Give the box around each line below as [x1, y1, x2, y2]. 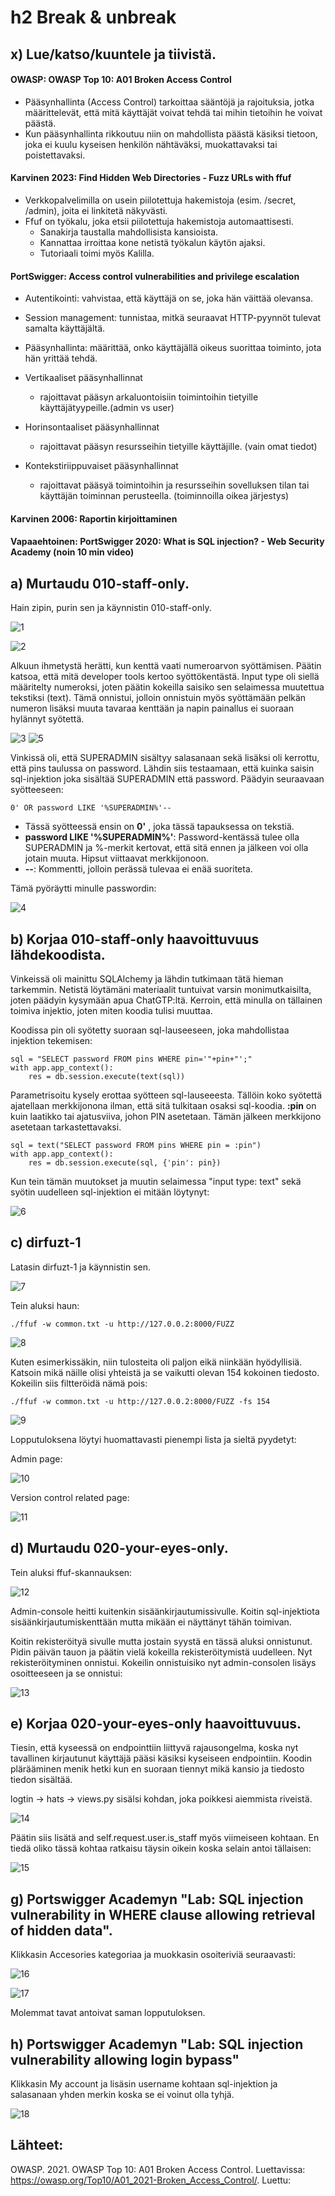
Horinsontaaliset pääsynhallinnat [24, 421, 160, 433]
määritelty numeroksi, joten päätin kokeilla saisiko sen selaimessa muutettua [10, 681, 325, 693]
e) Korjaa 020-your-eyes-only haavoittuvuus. [10, 1716, 302, 1733]
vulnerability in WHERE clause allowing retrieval [10, 1906, 316, 1923]
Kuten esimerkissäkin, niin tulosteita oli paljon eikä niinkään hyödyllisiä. [10, 1356, 303, 1368]
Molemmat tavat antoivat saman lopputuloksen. [10, 2007, 206, 2019]
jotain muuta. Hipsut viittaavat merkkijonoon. [24, 852, 209, 865]
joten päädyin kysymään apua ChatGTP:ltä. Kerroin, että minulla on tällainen [10, 994, 323, 1006]
